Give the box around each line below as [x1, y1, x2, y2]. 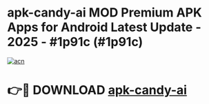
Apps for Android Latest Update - [7, 19, 201, 35]
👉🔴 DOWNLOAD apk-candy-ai [7, 83, 188, 98]
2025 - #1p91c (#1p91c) [7, 34, 143, 50]
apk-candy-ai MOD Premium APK [7, 5, 202, 21]
